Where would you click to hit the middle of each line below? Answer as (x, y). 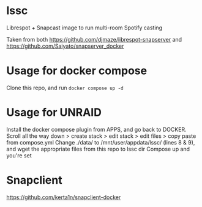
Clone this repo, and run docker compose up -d (65, 88)
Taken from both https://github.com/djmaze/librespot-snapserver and (94, 39)
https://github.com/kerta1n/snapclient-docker (64, 197)
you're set (19, 155)
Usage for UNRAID (54, 112)
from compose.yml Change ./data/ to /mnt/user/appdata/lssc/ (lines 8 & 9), (101, 142)
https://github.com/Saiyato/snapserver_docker (65, 46)
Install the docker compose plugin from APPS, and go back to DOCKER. (96, 129)
